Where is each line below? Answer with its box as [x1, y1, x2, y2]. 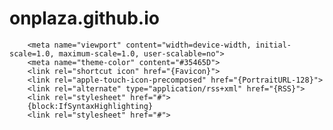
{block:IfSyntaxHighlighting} [27, 101, 154, 111]
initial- [255, 40, 292, 50]
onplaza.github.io [9, 7, 160, 30]
